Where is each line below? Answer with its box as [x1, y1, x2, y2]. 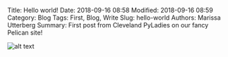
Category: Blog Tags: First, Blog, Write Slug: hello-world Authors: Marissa [7, 13, 221, 22]
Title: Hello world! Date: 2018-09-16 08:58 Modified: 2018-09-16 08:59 [7, 6, 213, 14]
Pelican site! [7, 28, 43, 37]
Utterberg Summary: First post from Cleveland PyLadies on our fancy [7, 21, 209, 29]
